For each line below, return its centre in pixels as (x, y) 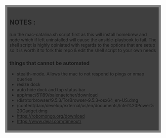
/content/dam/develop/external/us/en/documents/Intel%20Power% (85, 106)
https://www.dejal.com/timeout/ (49, 122)
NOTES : (23, 23)
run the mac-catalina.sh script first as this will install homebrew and (78, 34)
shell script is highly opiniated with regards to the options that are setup (83, 45)
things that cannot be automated (50, 63)
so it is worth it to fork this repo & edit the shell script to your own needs (83, 50)
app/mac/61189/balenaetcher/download (57, 95)
